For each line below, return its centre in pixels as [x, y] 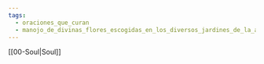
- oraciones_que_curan [52, 23]
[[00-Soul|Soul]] [35, 52]
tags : [17, 15]
